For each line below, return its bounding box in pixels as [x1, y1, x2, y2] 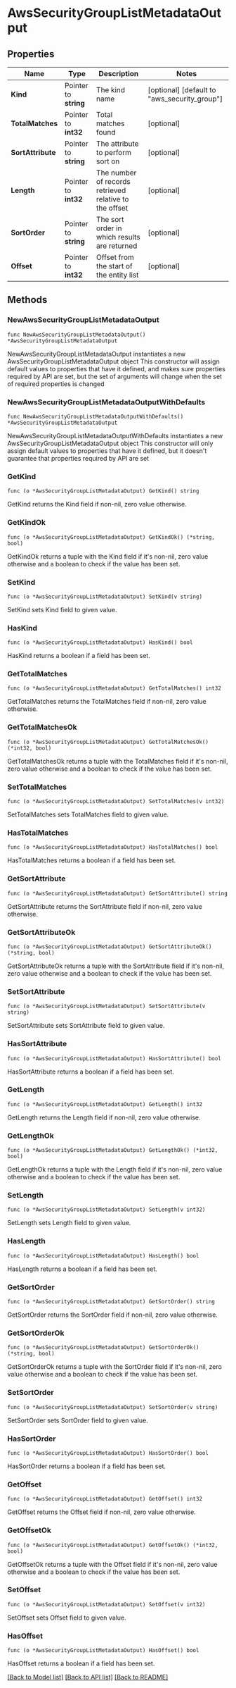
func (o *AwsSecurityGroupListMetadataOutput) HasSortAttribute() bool [7, 1055, 221, 1062]
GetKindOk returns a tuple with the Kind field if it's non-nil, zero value [7, 552, 209, 561]
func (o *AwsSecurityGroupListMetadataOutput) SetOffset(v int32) [7, 1601, 206, 1608]
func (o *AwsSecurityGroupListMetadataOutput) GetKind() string [7, 488, 199, 495]
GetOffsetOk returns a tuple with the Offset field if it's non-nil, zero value [7, 1560, 218, 1568]
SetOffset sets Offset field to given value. [7, 1613, 126, 1622]
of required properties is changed [7, 379, 105, 388]
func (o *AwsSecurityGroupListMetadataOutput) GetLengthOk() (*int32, [7, 1147, 218, 1154]
